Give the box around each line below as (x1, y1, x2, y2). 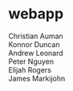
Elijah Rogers (8, 65, 52, 74)
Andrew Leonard (8, 48, 64, 57)
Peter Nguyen (8, 57, 55, 66)
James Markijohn (8, 73, 66, 83)
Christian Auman (8, 31, 64, 41)
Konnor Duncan (8, 39, 60, 49)
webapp (8, 5, 64, 23)
